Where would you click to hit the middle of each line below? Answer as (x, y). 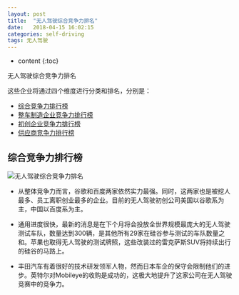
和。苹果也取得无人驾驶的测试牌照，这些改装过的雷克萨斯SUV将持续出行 (124, 242)
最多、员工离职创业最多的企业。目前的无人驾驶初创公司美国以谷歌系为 (121, 200)
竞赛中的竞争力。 (43, 284)
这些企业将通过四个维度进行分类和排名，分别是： (79, 91)
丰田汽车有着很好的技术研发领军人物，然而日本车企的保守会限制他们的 (121, 266)
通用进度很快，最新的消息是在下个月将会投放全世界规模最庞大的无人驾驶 (124, 224)
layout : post (27, 14)
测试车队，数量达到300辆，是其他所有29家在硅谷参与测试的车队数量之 (121, 233)
